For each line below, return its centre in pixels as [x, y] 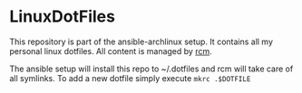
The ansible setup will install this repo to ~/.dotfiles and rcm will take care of [151, 69]
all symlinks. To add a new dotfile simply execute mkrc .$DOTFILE [130, 78]
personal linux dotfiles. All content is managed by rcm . [111, 51]
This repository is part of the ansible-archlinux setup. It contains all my [141, 42]
